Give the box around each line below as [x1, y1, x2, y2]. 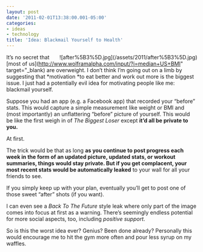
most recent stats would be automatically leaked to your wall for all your [6, 166, 190, 173]
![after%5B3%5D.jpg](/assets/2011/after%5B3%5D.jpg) [59, 54, 198, 61]
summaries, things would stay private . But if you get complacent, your [6, 160, 187, 167]
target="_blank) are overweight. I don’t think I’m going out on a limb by [6, 67, 182, 73]
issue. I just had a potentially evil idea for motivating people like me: [6, 79, 175, 87]
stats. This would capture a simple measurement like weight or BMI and [6, 104, 185, 111]
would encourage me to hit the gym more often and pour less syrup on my [6, 234, 192, 240]
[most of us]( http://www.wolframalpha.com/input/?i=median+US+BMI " [6, 60, 184, 67]
